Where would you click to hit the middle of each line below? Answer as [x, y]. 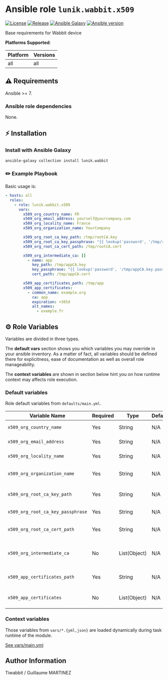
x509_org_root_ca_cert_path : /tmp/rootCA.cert [72, 247]
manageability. [20, 364]
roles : [16, 200]
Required [103, 416]
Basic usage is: [21, 186]
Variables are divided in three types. [42, 339]
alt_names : [43, 307]
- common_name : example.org [56, 292]
